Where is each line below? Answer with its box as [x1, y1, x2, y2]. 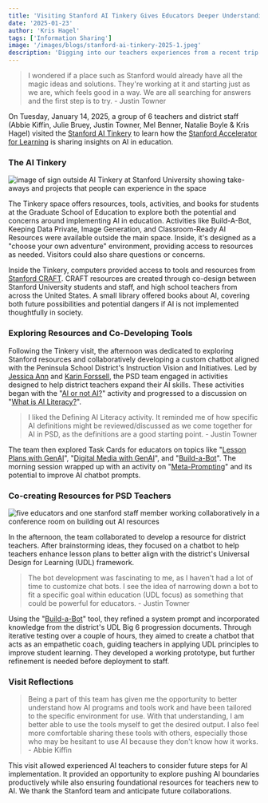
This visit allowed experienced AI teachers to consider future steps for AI [8, 761, 248, 770]
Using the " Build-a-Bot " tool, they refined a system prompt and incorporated [8, 614, 260, 623]
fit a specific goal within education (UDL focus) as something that [27, 590, 244, 599]
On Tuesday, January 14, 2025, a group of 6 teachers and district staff [8, 112, 239, 121]
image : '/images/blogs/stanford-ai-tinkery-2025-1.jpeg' [8, 42, 202, 49]
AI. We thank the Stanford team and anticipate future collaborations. [8, 786, 232, 796]
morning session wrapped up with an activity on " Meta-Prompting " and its [8, 461, 253, 471]
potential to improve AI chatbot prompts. [8, 470, 141, 480]
